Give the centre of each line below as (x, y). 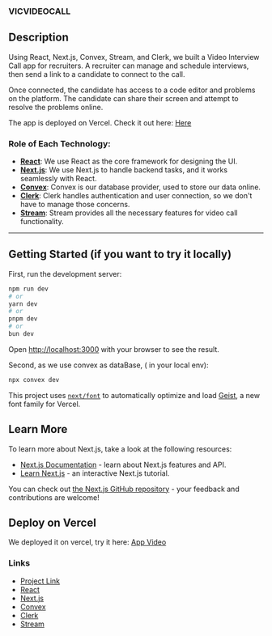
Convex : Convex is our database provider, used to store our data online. (140, 187)
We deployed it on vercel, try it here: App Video (87, 542)
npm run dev (28, 289)
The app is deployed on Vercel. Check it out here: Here (100, 122)
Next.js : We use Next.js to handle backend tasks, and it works (124, 170)
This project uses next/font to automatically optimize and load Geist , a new (134, 395)
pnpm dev (23, 319)
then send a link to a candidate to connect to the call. (97, 74)
